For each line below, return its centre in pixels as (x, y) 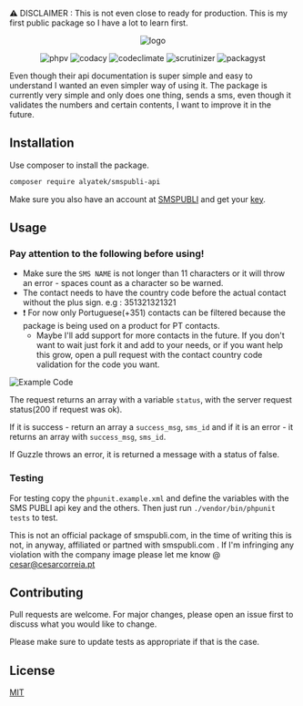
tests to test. (34, 517)
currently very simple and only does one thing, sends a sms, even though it (150, 95)
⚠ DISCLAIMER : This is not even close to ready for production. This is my (149, 13)
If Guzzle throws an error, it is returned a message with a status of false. (145, 455)
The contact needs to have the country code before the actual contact (154, 293)
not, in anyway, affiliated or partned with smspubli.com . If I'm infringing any (151, 545)
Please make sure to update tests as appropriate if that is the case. (135, 642)
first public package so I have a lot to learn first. (99, 23)
